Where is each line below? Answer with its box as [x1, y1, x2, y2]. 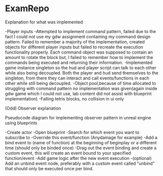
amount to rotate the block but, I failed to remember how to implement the [5, 54, 153, 60]
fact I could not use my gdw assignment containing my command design [5, 34, 151, 39]
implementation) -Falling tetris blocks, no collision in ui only [5, 96, 124, 101]
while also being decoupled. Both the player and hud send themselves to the [5, 70, 159, 76]
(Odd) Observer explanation [5, 105, 61, 111]
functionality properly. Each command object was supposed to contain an [5, 49, 153, 55]
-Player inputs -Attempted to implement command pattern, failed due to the [5, 28, 157, 34]
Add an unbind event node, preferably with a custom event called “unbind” [5, 160, 155, 166]
